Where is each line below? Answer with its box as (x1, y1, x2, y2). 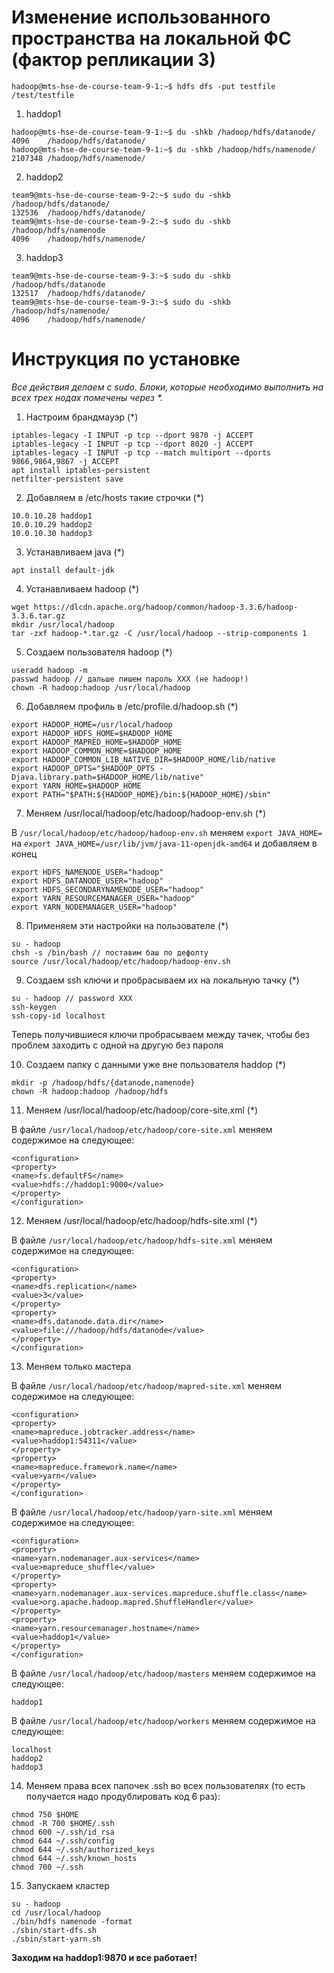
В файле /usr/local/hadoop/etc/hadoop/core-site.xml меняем (11, 1123, 273, 1135)
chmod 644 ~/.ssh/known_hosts (11, 1853, 138, 1863)
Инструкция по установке (11, 348, 241, 371)
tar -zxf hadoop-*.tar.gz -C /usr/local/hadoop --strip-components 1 (11, 628, 308, 638)
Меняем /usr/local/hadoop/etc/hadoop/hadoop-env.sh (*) (25, 807, 266, 819)
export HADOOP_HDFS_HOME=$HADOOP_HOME (11, 728, 173, 738)
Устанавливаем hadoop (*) (25, 582, 140, 595)
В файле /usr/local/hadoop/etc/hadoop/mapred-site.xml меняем (11, 1379, 282, 1391)
